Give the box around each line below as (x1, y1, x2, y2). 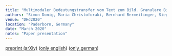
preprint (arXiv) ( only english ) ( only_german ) (5, 45, 99, 51)
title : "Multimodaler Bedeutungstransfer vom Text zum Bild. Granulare (5, 7, 161, 13)
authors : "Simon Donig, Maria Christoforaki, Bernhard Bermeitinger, (5, 12, 157, 17)
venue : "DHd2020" (5, 17, 42, 22)
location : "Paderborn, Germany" (5, 21, 74, 27)
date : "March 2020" (5, 26, 47, 32)
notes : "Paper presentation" (5, 31, 68, 36)
